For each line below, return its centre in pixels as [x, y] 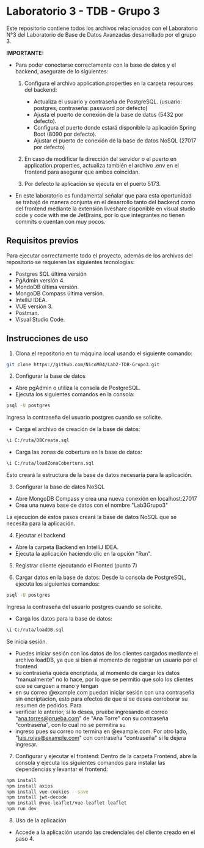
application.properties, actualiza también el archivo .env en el [101, 165]
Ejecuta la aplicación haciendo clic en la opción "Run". [83, 554]
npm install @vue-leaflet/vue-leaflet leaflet [67, 803]
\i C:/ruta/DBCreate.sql [38, 441]
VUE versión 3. [34, 306]
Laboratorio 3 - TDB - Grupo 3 [83, 11]
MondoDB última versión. [47, 287]
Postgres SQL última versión [51, 274]
